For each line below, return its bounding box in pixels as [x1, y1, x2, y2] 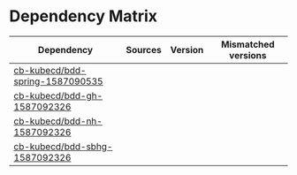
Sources [126, 43, 162, 56]
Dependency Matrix [9, 6, 157, 27]
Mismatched [220, 38, 276, 50]
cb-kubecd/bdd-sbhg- [13, 140, 113, 152]
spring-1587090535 [13, 75, 103, 87]
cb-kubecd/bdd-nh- [13, 115, 103, 127]
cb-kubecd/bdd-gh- [13, 89, 103, 102]
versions [229, 49, 267, 61]
